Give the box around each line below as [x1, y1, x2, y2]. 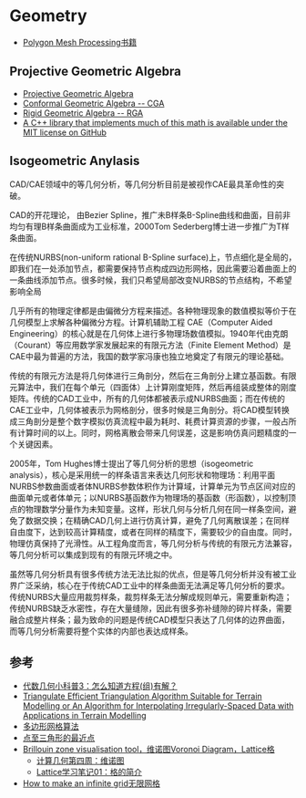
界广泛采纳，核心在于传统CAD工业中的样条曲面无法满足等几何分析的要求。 [9, 580, 290, 591]
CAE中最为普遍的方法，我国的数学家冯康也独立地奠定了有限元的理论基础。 [9, 350, 290, 361]
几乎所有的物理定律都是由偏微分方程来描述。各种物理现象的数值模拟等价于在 [9, 305, 297, 316]
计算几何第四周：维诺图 [36, 755, 125, 766]
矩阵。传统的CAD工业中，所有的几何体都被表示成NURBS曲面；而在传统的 [9, 393, 285, 404]
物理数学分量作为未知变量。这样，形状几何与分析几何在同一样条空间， [25, 503, 289, 514]
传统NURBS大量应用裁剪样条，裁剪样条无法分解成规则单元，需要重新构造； [9, 591, 293, 602]
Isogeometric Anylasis [9, 153, 140, 169]
